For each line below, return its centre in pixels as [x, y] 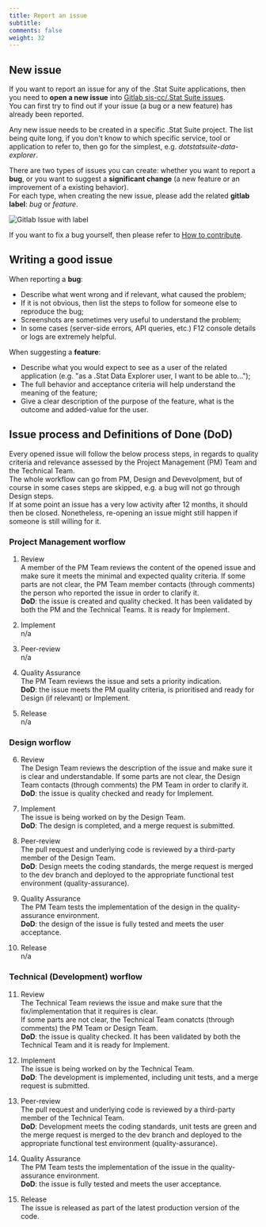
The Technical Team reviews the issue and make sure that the [121, 1002]
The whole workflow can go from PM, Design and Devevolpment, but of [126, 479]
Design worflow [40, 742]
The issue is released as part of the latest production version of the [130, 1207]
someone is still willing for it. [55, 521]
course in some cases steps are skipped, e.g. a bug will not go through [125, 487]
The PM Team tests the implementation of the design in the [117, 907]
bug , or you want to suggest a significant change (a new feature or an [124, 179]
